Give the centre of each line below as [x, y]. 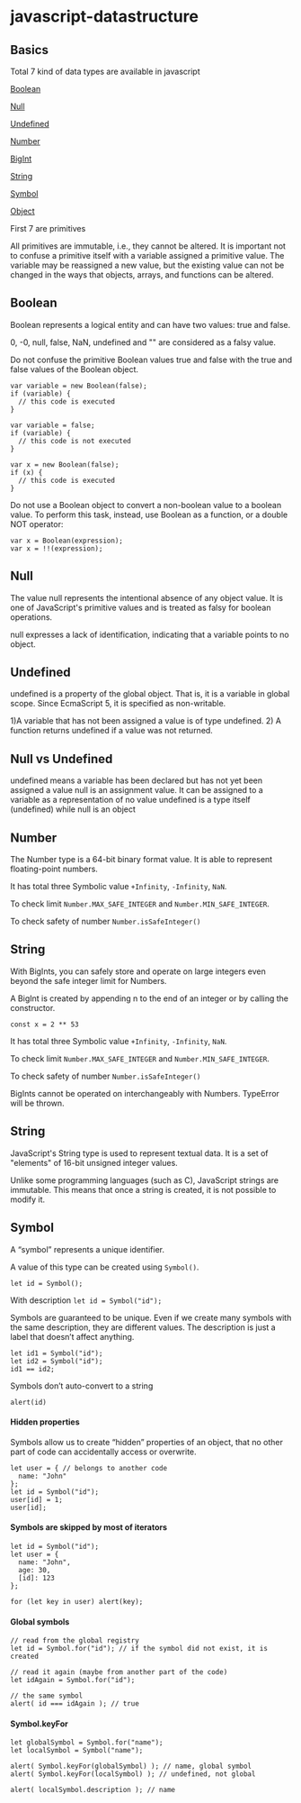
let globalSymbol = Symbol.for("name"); [87, 1743]
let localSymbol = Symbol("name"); [77, 1751]
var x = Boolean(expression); [67, 541]
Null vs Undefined [62, 759]
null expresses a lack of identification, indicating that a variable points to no [150, 634]
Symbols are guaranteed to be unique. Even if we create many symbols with [151, 1317]
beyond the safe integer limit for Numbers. [89, 980]
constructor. [33, 1007]
